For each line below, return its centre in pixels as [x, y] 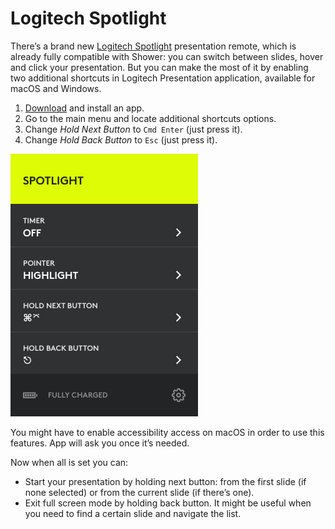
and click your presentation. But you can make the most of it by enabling [159, 67]
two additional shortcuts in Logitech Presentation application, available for [163, 78]
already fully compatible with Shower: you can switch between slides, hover [167, 56]
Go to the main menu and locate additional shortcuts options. [150, 118]
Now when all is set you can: [69, 462]
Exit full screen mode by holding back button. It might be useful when [168, 503]
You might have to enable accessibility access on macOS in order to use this [167, 432]
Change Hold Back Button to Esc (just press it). [121, 139]
